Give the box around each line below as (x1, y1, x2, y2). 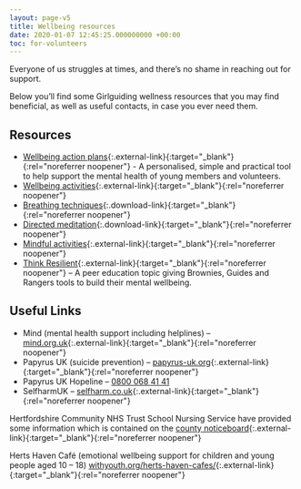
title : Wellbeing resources (9, 22, 116, 31)
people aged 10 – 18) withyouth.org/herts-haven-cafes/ (9, 459, 216, 470)
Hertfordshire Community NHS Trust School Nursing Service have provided (9, 413, 292, 423)
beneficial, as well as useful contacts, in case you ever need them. (9, 101, 258, 112)
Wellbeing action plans (22, 151, 108, 162)
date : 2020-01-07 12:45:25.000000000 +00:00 (9, 30, 181, 39)
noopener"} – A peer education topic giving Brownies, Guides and (22, 268, 270, 279)
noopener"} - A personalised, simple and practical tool (86, 161, 291, 172)
